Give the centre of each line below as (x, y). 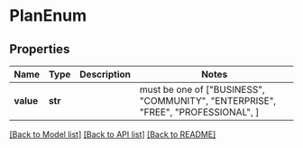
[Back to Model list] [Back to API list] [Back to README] (113, 134)
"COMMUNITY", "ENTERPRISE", (208, 101)
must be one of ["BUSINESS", (202, 89)
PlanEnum (48, 16)
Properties (40, 49)
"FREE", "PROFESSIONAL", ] (199, 112)
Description (105, 74)
